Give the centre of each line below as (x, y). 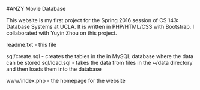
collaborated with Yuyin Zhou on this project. (62, 33)
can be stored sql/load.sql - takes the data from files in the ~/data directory (99, 63)
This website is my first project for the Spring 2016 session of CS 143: (92, 20)
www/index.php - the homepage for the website (66, 81)
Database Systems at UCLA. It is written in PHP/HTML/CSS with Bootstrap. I (100, 27)
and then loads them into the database (54, 69)
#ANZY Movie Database (36, 9)
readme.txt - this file (32, 45)
